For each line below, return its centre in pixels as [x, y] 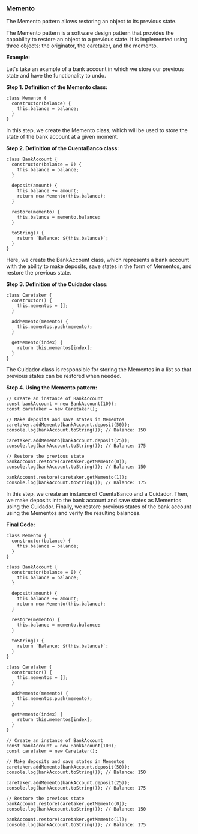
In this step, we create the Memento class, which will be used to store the [97, 130]
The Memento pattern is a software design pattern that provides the [90, 33]
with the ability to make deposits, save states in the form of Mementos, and [99, 266]
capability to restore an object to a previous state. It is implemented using [97, 40]
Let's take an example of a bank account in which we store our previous [95, 69]
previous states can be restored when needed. [64, 376]
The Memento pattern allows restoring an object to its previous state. [91, 22]
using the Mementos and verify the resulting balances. [73, 513]
